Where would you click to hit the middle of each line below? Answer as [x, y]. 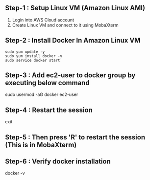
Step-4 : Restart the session [49, 110]
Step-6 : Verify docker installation [58, 162]
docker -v [15, 173]
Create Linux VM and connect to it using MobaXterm [65, 25]
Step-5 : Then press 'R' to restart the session [75, 137]
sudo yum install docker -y [34, 56]
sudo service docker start [33, 60]
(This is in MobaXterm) [41, 145]
